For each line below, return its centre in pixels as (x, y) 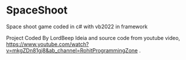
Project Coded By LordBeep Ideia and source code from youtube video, (93, 38)
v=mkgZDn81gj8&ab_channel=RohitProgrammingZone (72, 50)
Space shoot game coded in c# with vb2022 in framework (77, 26)
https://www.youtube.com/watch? (48, 44)
